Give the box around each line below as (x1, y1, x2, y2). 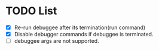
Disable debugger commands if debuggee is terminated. (14, 31, 154, 37)
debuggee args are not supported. (14, 37, 99, 45)
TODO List (5, 4, 57, 18)
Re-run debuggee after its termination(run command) (14, 24, 146, 31)
